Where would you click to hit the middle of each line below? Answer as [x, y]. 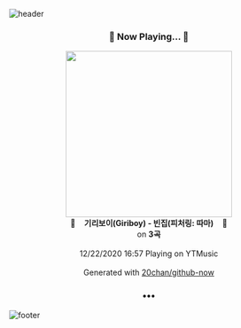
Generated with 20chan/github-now [149, 273]
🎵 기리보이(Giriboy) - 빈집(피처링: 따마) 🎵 [149, 223]
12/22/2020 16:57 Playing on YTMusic [149, 254]
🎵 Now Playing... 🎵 [149, 36]
